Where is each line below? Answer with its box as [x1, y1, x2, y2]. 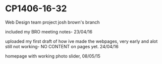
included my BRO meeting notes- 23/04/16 [5, 29, 93, 34]
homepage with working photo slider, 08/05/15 [5, 53, 101, 59]
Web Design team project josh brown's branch [5, 19, 100, 25]
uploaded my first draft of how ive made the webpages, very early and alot [5, 38, 158, 44]
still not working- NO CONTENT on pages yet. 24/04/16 [5, 43, 119, 49]
